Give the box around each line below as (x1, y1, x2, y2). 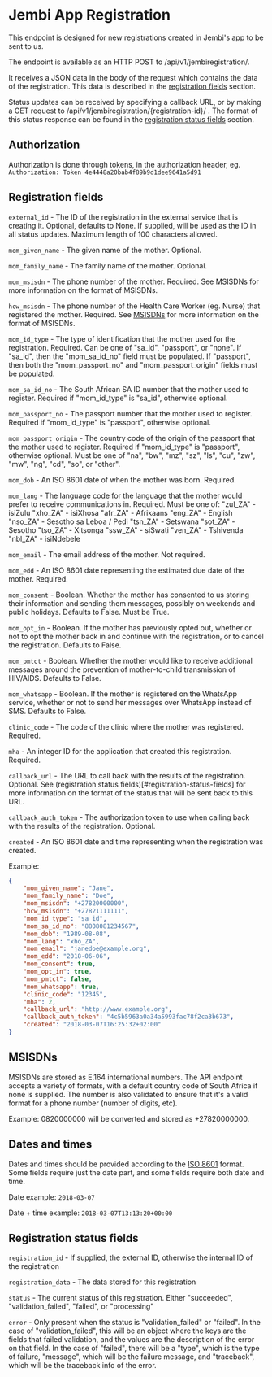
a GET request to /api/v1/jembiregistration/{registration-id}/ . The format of (8, 106, 258, 115)
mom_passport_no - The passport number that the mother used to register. (8, 408, 253, 418)
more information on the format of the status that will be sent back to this (8, 787, 253, 798)
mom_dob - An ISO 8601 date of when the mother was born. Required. (8, 474, 237, 485)
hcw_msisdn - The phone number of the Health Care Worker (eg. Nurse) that (8, 301, 261, 311)
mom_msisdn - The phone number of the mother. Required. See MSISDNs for (8, 277, 260, 286)
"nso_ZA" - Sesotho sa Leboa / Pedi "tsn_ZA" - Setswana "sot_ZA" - (8, 516, 235, 526)
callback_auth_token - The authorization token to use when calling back (8, 812, 250, 822)
